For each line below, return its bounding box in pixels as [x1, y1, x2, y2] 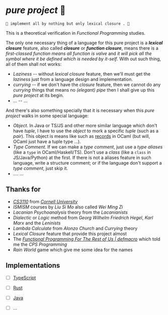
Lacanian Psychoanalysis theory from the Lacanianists [13, 209, 128, 215]
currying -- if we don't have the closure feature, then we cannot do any [13, 82, 161, 88]
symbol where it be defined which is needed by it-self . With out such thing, [6, 55, 161, 62]
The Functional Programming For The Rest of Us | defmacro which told [13, 236, 160, 242]
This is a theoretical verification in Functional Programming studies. [6, 30, 145, 36]
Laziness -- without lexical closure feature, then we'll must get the [13, 70, 150, 77]
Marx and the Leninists [13, 220, 61, 226]
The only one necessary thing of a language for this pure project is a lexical [6, 40, 163, 46]
